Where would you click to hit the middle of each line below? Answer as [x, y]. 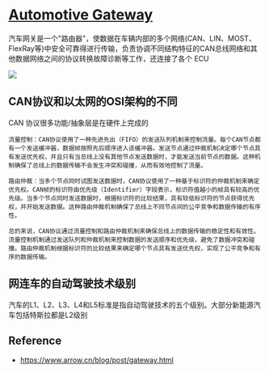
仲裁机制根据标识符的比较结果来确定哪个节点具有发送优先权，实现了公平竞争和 [143, 248]
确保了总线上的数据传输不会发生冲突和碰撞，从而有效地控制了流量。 [111, 165]
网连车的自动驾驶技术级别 [72, 284]
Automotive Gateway [81, 15]
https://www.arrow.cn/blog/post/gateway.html [97, 360]
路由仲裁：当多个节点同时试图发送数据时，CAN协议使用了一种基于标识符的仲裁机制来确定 [134, 181]
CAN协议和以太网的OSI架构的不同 [93, 102]
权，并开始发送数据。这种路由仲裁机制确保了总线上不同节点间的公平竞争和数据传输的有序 [134, 207]
